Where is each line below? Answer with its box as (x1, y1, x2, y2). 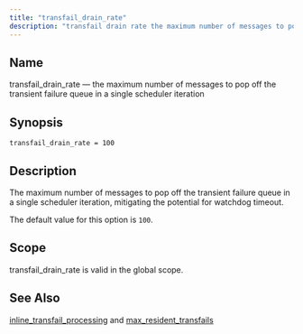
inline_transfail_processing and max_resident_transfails (9, 314, 214, 325)
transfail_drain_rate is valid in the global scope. (9, 264, 184, 275)
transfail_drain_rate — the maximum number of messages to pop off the (9, 79, 277, 90)
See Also (9, 291, 60, 306)
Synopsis (9, 115, 63, 130)
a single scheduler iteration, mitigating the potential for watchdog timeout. (9, 196, 284, 208)
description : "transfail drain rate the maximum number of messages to (9, 22, 284, 31)
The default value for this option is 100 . (9, 214, 153, 225)
